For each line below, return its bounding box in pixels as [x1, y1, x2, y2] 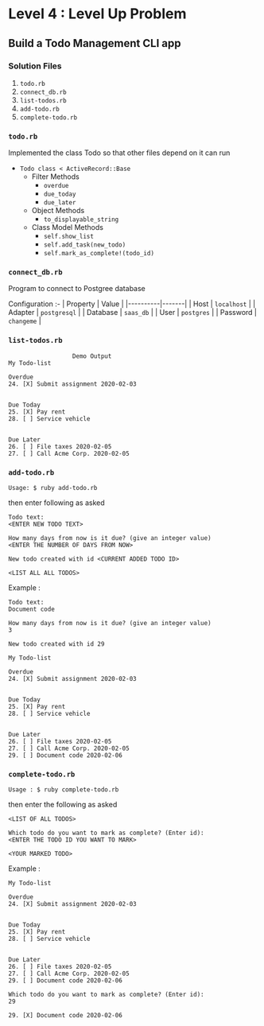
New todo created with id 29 [8, 640, 105, 648]
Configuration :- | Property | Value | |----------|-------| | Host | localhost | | [8, 299, 256, 309]
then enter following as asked [8, 498, 105, 507]
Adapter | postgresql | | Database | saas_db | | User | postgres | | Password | [8, 308, 257, 317]
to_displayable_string [43, 216, 119, 223]
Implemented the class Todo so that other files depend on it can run [8, 148, 231, 157]
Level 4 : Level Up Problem [8, 5, 187, 23]
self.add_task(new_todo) [43, 241, 126, 249]
